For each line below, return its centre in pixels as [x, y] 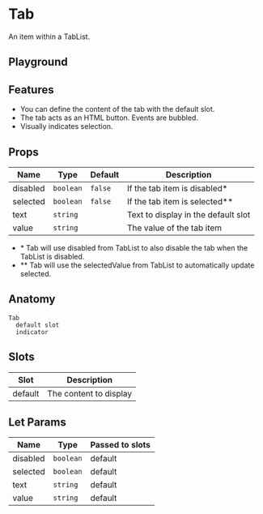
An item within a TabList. [49, 36]
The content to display [90, 393]
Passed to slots [121, 445]
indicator [32, 332]
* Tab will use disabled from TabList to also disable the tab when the [134, 247]
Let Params [37, 422]
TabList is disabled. [52, 256]
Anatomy [32, 300]
